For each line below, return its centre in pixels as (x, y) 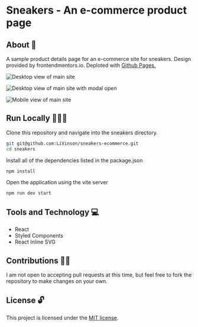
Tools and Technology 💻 (53, 212)
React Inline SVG (35, 242)
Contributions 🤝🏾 (38, 260)
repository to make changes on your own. (57, 281)
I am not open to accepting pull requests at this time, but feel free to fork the (99, 275)
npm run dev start (29, 193)
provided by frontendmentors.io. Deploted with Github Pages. (81, 65)
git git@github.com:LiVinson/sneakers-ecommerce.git (72, 143)
